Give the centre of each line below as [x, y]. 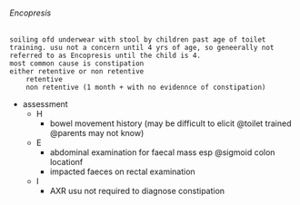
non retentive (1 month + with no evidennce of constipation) [146, 88]
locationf [66, 162]
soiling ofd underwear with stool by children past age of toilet [138, 40]
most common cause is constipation [77, 63]
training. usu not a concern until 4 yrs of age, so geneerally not [142, 48]
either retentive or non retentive [77, 72]
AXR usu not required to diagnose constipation [137, 191]
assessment [45, 104]
